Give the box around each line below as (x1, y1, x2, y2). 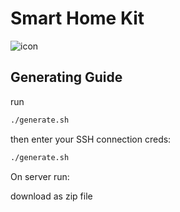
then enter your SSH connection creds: (10, 133, 172, 145)
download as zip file (10, 190, 93, 202)
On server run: (10, 170, 70, 182)
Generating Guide (10, 69, 123, 86)
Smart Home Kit (10, 7, 145, 30)
